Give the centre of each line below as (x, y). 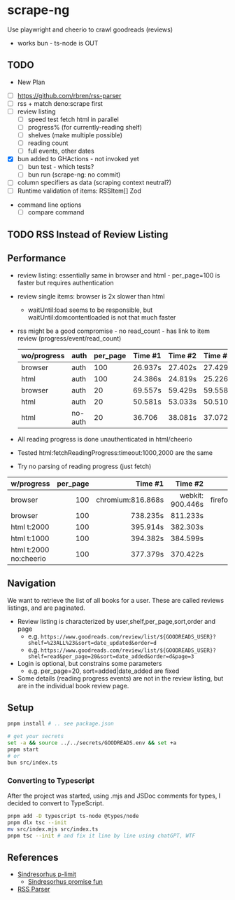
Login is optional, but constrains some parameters (90, 663)
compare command (56, 212)
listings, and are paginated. (46, 608)
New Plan (31, 82)
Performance (37, 258)
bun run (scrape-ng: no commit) (74, 175)
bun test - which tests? (61, 167)
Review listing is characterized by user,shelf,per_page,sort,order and (116, 621)
